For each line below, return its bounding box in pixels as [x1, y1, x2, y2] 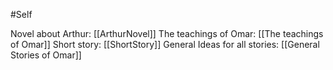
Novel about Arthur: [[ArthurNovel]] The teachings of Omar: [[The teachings [10, 28, 324, 39]
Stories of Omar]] [10, 49, 82, 61]
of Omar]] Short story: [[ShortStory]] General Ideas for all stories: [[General [10, 39, 320, 50]
